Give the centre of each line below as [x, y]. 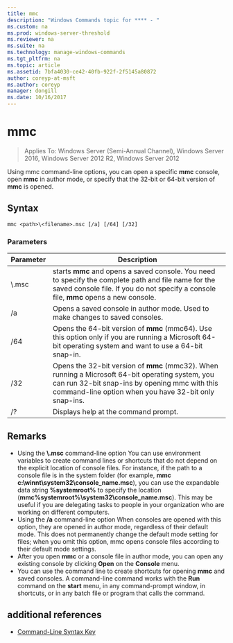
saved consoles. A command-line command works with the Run [109, 578]
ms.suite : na [26, 46]
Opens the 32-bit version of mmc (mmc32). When [135, 366]
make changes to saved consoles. [108, 318]
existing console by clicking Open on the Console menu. [98, 563]
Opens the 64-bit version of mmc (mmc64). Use [132, 329]
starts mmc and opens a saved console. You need [134, 271]
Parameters [27, 241]
